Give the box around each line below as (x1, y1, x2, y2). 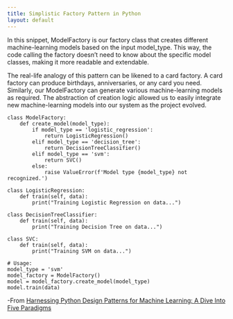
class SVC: (7, 235, 39, 243)
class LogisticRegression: (7, 187, 85, 194)
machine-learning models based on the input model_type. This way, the (7, 43, 212, 51)
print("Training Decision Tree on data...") (32, 223, 163, 230)
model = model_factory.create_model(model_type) (7, 278, 150, 285)
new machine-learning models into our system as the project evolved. (7, 101, 207, 109)
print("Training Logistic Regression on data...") (32, 199, 182, 206)
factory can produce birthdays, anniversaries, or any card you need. (7, 78, 202, 87)
